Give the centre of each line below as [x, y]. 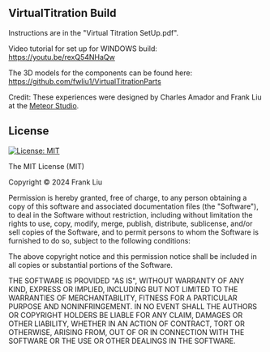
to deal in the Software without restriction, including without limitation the [131, 214]
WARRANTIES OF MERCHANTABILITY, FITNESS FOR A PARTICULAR [123, 298]
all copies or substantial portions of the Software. [90, 265]
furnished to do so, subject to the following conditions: [99, 240]
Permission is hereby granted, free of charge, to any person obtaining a [128, 197]
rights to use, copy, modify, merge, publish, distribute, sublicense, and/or [131, 223]
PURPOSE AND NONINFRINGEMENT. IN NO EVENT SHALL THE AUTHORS [133, 306]
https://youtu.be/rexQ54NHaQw [62, 57]
